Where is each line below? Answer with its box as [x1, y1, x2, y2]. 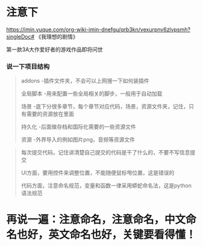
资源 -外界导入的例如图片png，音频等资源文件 [20, 136, 136, 143]
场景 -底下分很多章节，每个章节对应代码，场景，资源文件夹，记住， [20, 103, 189, 110]
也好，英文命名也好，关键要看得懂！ [17, 228, 197, 242]
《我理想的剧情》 [36, 33, 78, 40]
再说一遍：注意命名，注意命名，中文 [6, 213, 186, 227]
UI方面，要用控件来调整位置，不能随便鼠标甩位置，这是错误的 [20, 169, 175, 177]
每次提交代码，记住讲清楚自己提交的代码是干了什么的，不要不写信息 [20, 149, 190, 156]
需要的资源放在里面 [26, 110, 74, 118]
